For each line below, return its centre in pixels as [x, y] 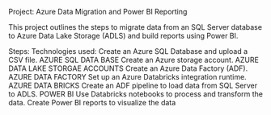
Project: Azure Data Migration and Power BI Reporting [98, 12]
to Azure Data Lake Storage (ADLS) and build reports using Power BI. [123, 36]
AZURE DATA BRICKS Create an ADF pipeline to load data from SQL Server [133, 85]
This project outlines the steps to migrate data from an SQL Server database [135, 27]
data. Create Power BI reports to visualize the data [92, 103]
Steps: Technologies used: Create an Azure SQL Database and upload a [128, 51]
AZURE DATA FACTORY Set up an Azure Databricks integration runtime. [127, 77]
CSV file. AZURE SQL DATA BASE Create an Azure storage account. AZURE [133, 60]
